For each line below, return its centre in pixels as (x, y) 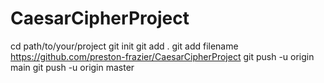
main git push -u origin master (72, 67)
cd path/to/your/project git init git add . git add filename (124, 46)
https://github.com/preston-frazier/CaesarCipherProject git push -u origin (162, 56)
